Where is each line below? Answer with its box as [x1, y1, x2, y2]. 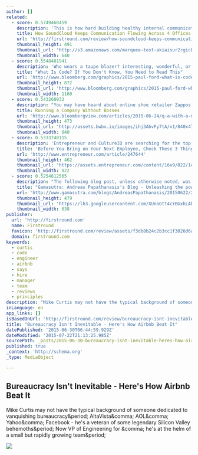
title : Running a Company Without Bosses [16, 107, 120, 113]
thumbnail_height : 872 [16, 80, 72, 86]
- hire [11, 272, 28, 278]
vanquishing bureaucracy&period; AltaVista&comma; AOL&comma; [6, 413, 169, 420]
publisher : [6, 212, 33, 218]
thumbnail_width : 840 [16, 129, 70, 136]
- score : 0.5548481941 [11, 58, 67, 64]
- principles [11, 294, 44, 300]
